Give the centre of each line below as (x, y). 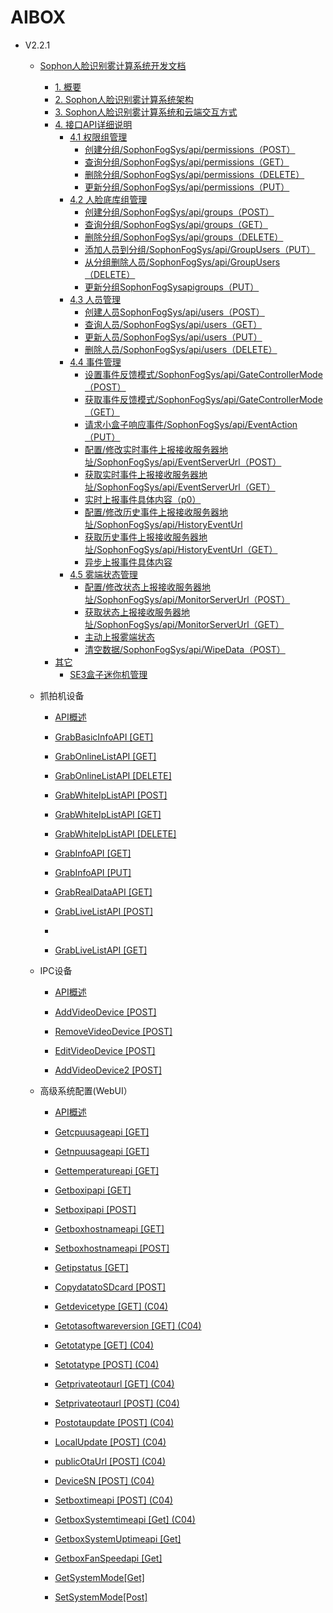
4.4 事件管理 (95, 362)
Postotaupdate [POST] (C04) (114, 1422)
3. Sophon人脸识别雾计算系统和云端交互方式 (146, 112)
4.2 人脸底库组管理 (108, 199)
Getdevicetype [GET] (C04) (111, 1306)
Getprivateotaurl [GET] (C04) (114, 1383)
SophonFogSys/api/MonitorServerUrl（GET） (190, 624)
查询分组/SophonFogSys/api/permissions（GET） (187, 162)
